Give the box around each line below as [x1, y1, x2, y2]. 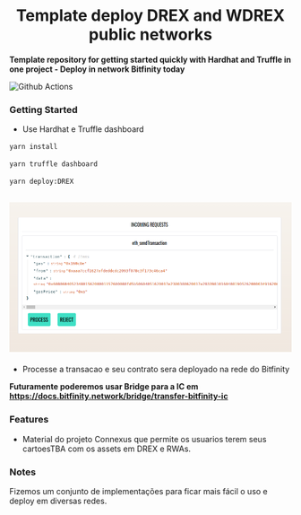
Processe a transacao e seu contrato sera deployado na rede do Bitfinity [21, 364, 290, 375]
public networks [88, 24, 213, 45]
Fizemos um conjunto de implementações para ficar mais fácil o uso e [9, 485, 269, 496]
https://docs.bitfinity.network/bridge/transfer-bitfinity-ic [9, 391, 228, 402]
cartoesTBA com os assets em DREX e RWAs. [21, 443, 191, 454]
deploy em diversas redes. [9, 495, 107, 506]
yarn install [9, 143, 58, 152]
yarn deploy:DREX [9, 177, 74, 186]
